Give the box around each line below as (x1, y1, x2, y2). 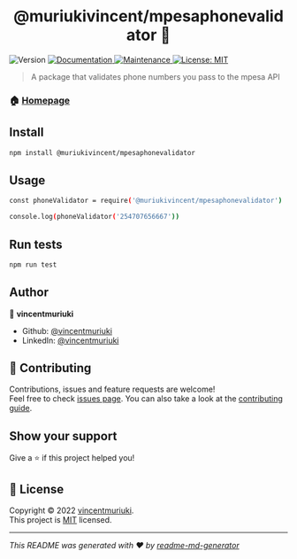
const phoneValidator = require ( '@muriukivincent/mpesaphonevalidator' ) (9, 197, 283, 206)
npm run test (9, 260, 57, 269)
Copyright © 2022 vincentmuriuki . (9, 505, 134, 516)
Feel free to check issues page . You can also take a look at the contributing (9, 393, 283, 404)
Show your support (9, 428, 118, 444)
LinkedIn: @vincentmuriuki (21, 335, 119, 345)
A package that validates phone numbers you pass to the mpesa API (30, 71, 280, 82)
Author (9, 285, 49, 300)
